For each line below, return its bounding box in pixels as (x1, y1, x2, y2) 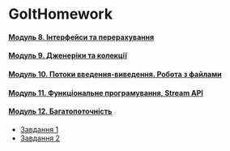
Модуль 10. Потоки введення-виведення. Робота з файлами (8, 69, 223, 79)
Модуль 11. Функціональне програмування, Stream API (8, 88, 204, 97)
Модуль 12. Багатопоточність (8, 106, 113, 116)
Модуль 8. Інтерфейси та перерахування (8, 32, 155, 41)
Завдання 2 (19, 133, 61, 143)
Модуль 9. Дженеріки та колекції (8, 50, 128, 61)
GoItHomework (8, 5, 113, 24)
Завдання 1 (19, 124, 59, 134)
